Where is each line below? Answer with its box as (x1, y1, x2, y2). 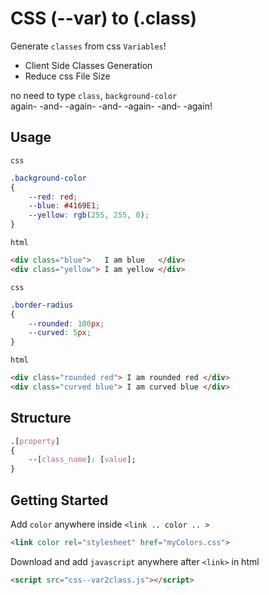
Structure (10, 410, 72, 427)
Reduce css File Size (24, 70, 111, 82)
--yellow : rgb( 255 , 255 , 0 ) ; (28, 210, 150, 221)
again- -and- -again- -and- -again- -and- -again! (10, 100, 213, 112)
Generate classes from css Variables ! (10, 40, 167, 52)
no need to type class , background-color (10, 89, 178, 101)
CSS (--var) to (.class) (10, 7, 198, 30)
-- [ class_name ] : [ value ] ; (28, 455, 137, 465)
